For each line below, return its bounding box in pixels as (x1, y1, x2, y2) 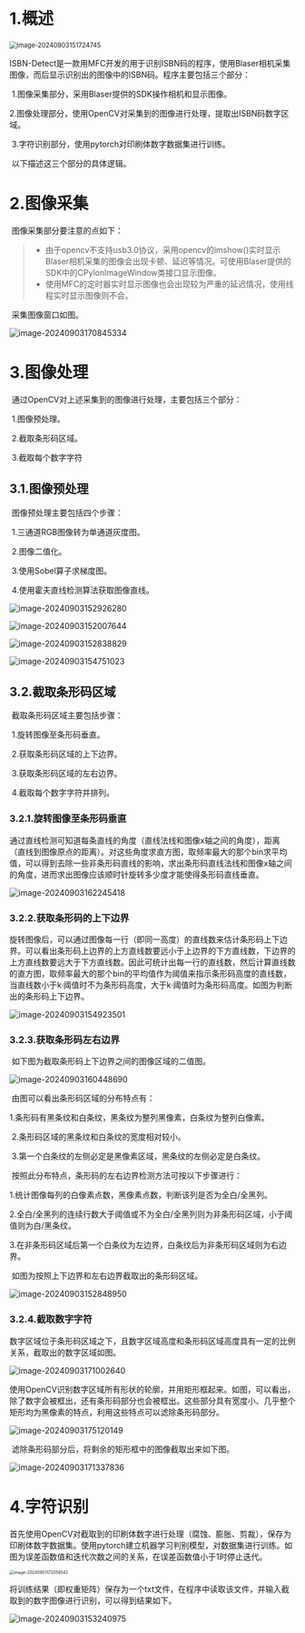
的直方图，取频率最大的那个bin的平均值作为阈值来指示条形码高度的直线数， (9, 969, 292, 979)
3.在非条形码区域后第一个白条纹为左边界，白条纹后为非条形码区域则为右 (9, 1240, 280, 1251)
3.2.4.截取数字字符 (9, 1313, 93, 1325)
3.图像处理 (9, 362, 89, 383)
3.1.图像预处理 (9, 482, 89, 497)
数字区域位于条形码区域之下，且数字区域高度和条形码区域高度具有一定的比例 (9, 1335, 296, 1346)
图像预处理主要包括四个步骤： (11, 507, 123, 518)
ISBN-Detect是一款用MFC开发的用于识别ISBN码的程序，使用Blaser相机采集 (9, 57, 291, 68)
